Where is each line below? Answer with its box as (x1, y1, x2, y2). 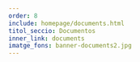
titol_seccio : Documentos (8, 27, 95, 35)
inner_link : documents (8, 34, 85, 43)
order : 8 (8, 11, 38, 20)
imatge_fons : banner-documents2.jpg (8, 42, 132, 50)
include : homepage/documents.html (8, 19, 125, 27)
